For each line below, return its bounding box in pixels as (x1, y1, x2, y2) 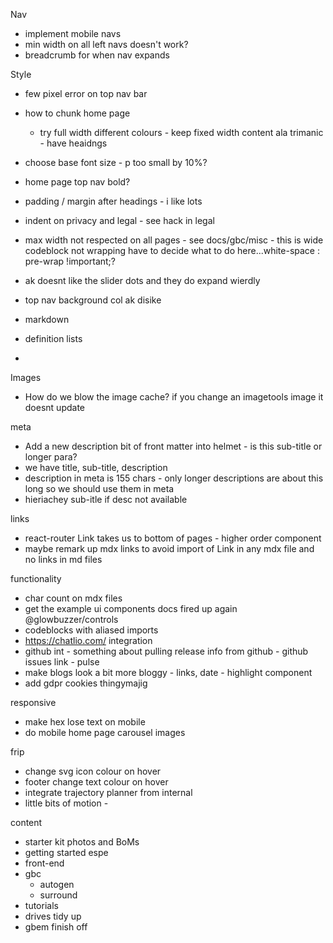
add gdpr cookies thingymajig (24, 677, 148, 689)
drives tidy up (24, 910, 82, 922)
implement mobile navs (24, 28, 122, 39)
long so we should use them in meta (24, 483, 175, 494)
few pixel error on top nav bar (24, 88, 148, 99)
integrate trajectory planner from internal (24, 787, 193, 798)
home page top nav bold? (24, 176, 131, 188)
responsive (10, 697, 57, 708)
